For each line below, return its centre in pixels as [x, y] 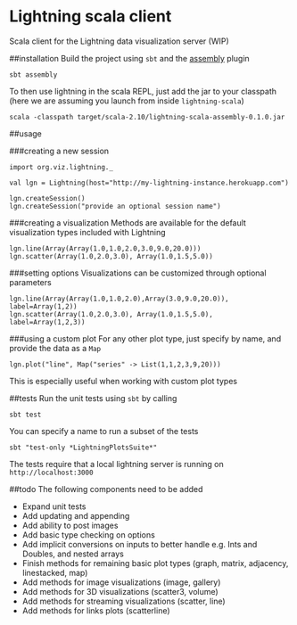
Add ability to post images [70, 525]
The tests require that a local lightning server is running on [117, 464]
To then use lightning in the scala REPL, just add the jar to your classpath [143, 91]
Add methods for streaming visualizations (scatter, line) [124, 601]
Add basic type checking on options [89, 535]
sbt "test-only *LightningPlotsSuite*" [83, 448]
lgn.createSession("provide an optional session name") [115, 206]
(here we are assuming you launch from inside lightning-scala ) [127, 101]
